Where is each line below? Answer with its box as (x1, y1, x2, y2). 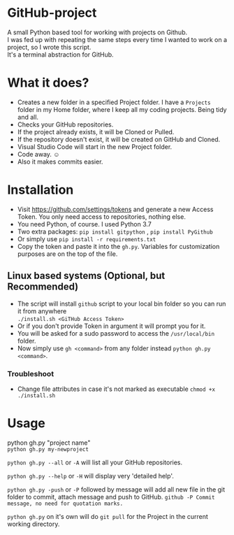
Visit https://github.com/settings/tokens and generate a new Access (17, 205, 214, 213)
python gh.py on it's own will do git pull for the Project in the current (7, 512, 208, 520)
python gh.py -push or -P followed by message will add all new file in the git (7, 485, 226, 494)
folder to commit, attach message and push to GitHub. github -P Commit (7, 492, 215, 501)
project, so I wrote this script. (7, 43, 92, 51)
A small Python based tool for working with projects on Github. (7, 28, 187, 36)
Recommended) (7, 281, 79, 293)
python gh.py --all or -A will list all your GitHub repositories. (7, 458, 183, 466)
